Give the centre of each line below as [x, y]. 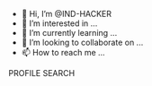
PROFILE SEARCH [42, 73]
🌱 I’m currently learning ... [69, 33]
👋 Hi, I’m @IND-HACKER [67, 14]
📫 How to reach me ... [63, 52]
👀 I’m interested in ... [59, 23]
